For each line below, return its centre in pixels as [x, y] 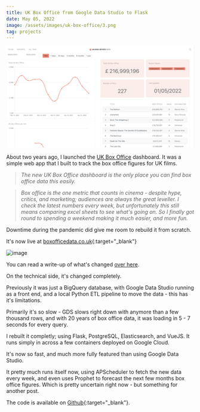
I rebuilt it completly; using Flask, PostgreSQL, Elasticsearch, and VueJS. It [98, 336]
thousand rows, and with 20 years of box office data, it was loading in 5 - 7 [99, 318]
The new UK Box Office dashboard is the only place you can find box [106, 175]
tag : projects [24, 32]
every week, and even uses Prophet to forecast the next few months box [96, 378]
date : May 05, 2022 [30, 19]
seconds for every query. [37, 324]
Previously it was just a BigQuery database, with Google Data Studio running [100, 287]
